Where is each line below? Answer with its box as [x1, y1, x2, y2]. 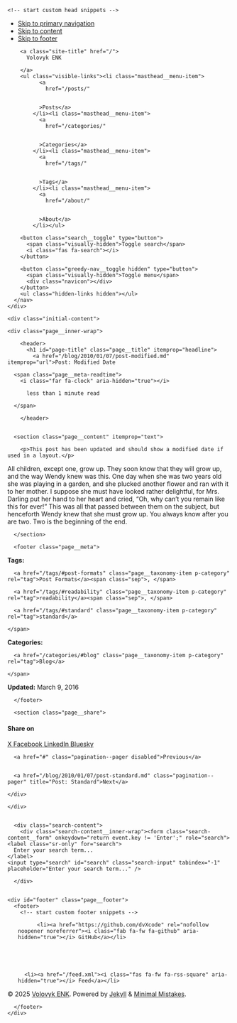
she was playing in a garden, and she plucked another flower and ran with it [7, 480, 229, 488]
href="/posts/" [45, 85, 91, 92]
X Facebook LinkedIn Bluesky [7, 740, 94, 749]
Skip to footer [17, 34, 58, 43]
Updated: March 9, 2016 [7, 683, 79, 691]
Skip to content [17, 27, 62, 35]
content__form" [7, 835, 53, 842]
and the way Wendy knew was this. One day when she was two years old [7, 472, 222, 480]
